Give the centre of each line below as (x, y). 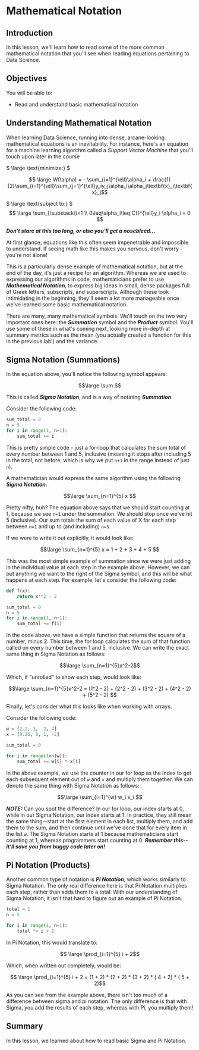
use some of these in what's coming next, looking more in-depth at (88, 328)
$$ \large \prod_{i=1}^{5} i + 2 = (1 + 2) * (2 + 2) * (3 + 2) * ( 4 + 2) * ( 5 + (100, 977)
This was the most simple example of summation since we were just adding (99, 561)
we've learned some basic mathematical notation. (67, 304)
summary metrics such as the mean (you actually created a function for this (99, 335)
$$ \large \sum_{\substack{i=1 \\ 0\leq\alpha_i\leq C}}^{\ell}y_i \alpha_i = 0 (100, 213)
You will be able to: (29, 93)
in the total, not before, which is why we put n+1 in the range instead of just (98, 460)
